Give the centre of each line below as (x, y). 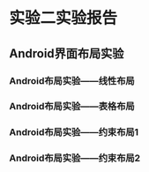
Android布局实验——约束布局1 (74, 132)
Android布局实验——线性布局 (72, 80)
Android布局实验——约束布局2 (75, 158)
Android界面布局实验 (67, 53)
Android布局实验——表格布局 (72, 107)
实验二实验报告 (63, 18)
